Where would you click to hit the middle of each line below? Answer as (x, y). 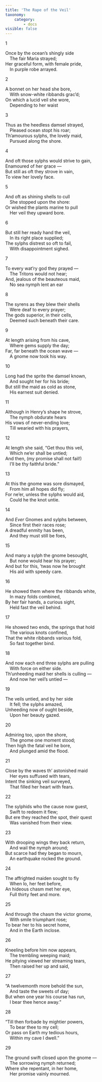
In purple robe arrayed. (34, 70)
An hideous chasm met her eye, (38, 889)
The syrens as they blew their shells (43, 304)
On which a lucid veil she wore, (38, 100)
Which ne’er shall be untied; (39, 453)
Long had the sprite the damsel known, (46, 376)
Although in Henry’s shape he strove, (44, 412)
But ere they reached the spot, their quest (49, 817)
